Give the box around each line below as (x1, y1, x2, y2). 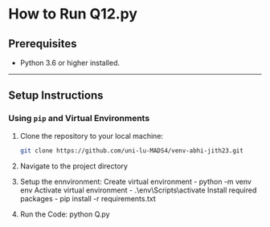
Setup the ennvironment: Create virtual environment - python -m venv (19, 176, 252, 186)
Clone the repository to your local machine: (19, 131, 163, 140)
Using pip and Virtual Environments (8, 113, 150, 124)
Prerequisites (8, 37, 77, 51)
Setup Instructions (8, 89, 104, 103)
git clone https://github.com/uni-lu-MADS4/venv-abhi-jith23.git (19, 146, 243, 155)
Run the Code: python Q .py (19, 209, 110, 219)
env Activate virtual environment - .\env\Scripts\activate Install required (19, 185, 257, 195)
